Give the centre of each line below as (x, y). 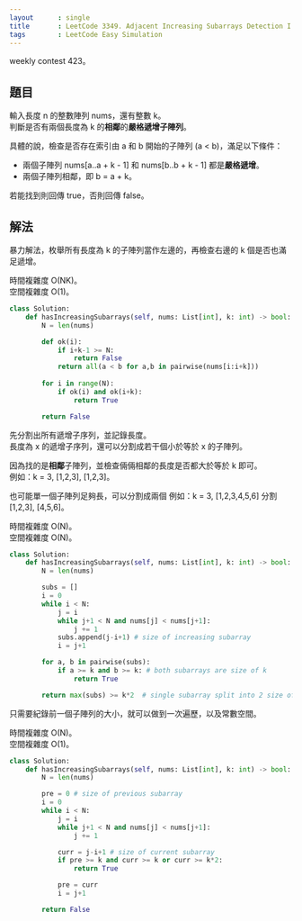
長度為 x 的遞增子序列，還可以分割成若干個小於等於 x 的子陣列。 (129, 446)
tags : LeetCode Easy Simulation (86, 34)
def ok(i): (62, 342)
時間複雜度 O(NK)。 (46, 280)
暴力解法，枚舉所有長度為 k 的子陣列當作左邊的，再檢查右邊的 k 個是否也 (144, 250)
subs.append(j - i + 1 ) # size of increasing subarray (154, 637)
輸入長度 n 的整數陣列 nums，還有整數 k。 (88, 116)
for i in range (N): (78, 384)
